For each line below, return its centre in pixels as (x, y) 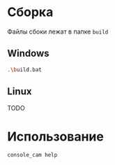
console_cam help (32, 155)
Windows (28, 53)
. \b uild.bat (24, 70)
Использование (56, 136)
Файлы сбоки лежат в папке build (58, 31)
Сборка (30, 12)
